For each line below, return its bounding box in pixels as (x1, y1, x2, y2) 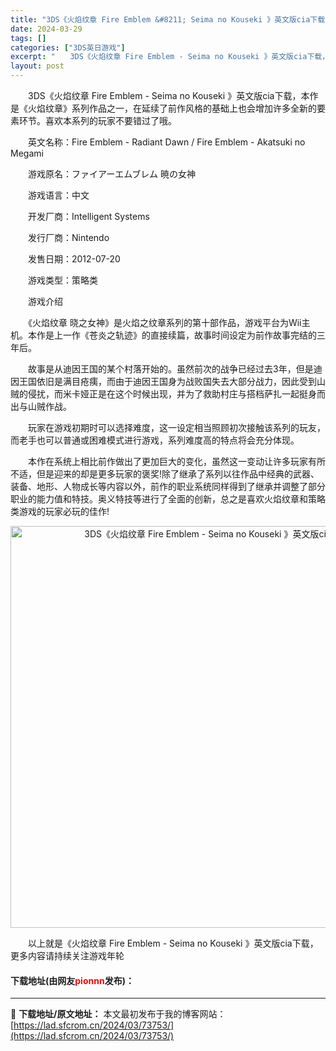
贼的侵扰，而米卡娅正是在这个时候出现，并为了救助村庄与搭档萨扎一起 (10, 388, 300, 400)
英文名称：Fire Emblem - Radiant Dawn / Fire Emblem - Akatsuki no (27, 136, 306, 148)
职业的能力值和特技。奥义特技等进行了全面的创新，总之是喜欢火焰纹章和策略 (10, 493, 326, 505)
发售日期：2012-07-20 (27, 253, 121, 265)
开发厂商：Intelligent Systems (27, 211, 150, 222)
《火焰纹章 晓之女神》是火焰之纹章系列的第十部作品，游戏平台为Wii (27, 317, 302, 328)
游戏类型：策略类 (27, 274, 98, 286)
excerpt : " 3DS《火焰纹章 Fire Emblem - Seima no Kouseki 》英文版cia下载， (10, 52, 330, 62)
